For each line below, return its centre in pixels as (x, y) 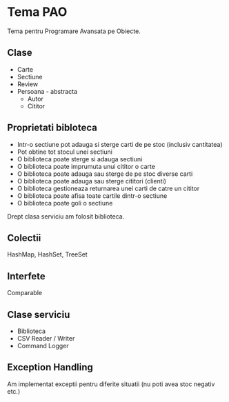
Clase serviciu (39, 314)
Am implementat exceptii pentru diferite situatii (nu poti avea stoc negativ (111, 384)
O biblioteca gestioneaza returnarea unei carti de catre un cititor (108, 188)
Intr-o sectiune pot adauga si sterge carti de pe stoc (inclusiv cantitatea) (120, 144)
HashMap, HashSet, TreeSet (47, 254)
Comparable (25, 293)
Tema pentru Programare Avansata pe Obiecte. (74, 31)
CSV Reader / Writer (46, 338)
